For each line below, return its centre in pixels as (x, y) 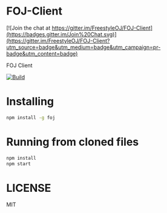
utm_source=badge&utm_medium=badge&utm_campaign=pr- (83, 47)
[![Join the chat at (28, 28)
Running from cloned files (73, 142)
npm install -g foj (31, 117)
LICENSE (29, 188)
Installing (30, 102)
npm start (19, 164)
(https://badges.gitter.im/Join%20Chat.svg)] (61, 34)
